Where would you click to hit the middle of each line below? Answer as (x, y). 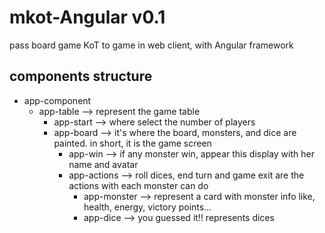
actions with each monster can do (138, 185)
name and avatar (103, 164)
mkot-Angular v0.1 (87, 17)
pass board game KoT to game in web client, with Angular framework (151, 45)
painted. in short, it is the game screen (132, 143)
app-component (57, 100)
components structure (81, 76)
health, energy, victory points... (147, 207)
